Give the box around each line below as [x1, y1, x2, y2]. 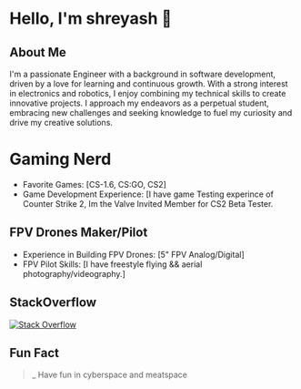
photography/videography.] [22, 268, 125, 279]
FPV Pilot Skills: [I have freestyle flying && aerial [22, 259, 203, 270]
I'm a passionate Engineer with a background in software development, [9, 68, 276, 79]
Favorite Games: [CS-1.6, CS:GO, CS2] [22, 179, 166, 189]
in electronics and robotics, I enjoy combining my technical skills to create [9, 88, 286, 98]
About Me [9, 45, 66, 60]
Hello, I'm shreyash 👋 [9, 8, 173, 29]
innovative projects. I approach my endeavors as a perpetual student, [9, 97, 270, 108]
